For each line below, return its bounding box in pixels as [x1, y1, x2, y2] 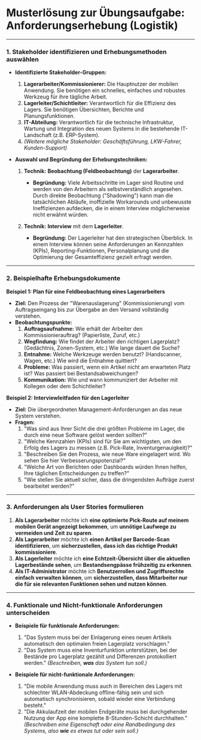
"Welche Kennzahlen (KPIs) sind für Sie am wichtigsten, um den [23, 437, 182, 444]
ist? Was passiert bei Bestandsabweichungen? [23, 369, 139, 377]
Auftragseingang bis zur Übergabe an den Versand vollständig [14, 306, 169, 313]
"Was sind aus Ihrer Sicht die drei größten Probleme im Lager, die [23, 425, 185, 432]
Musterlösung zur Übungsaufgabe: [6, 6, 185, 20]
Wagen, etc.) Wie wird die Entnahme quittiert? [23, 357, 138, 364]
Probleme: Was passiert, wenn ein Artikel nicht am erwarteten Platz [23, 363, 191, 371]
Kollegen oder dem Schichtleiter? [23, 382, 106, 390]
